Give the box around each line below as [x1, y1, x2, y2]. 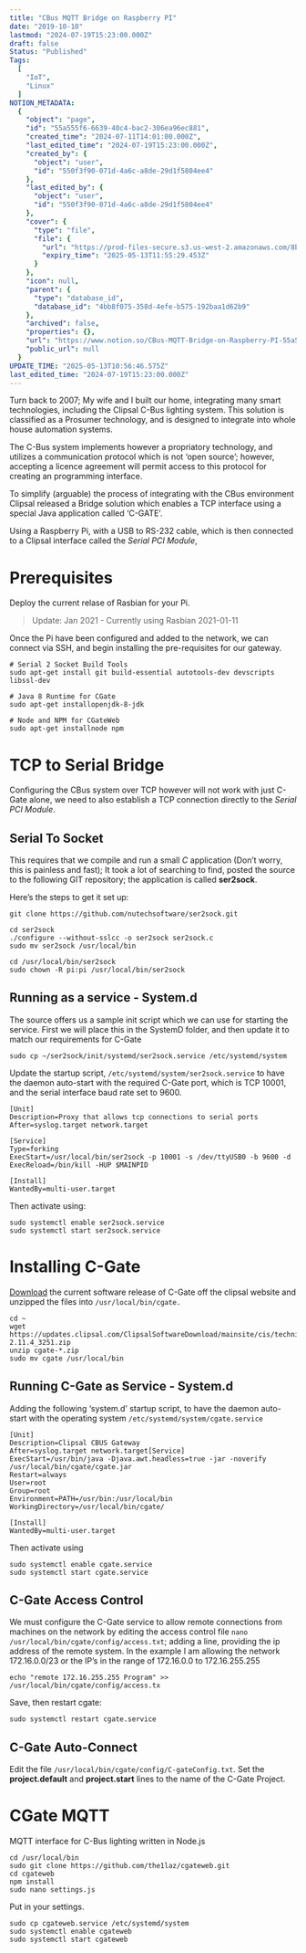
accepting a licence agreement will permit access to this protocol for [9, 461, 267, 472]
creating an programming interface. [9, 471, 143, 482]
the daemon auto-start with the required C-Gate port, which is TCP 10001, [9, 1076, 287, 1087]
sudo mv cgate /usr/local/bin [9, 1353, 125, 1363]
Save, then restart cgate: [9, 1697, 102, 1708]
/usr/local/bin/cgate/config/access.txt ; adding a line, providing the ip [9, 1636, 280, 1647]
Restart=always [9, 1470, 67, 1479]
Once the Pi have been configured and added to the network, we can [9, 633, 269, 644]
